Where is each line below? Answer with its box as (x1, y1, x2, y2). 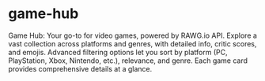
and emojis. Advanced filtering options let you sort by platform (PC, (8, 47, 228, 57)
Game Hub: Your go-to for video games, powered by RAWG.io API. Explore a (8, 31, 257, 40)
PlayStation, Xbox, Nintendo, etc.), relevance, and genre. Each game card (8, 56, 248, 65)
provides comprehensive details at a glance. (8, 64, 153, 73)
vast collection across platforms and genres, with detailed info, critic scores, (8, 39, 257, 48)
